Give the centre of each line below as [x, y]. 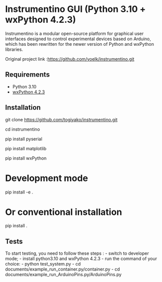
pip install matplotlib [26, 148]
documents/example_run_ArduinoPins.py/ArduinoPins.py [64, 275]
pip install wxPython [26, 158]
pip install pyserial [24, 139]
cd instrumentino [23, 129]
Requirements [27, 75]
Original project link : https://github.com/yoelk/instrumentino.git [70, 59]
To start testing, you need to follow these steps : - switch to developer [77, 253]
